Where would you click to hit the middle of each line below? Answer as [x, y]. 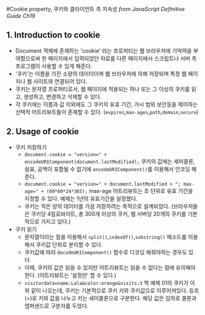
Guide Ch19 [21, 16]
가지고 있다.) [56, 221]
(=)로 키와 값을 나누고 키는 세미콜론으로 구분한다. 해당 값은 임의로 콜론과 [110, 298]
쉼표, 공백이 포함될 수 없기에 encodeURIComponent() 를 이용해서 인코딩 [107, 169]
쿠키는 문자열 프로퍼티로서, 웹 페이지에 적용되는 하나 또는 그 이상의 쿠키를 [102, 89]
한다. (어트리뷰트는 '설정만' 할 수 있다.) [70, 275]
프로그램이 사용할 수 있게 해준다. [54, 66]
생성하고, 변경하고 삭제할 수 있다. [63, 96]
